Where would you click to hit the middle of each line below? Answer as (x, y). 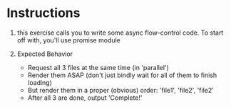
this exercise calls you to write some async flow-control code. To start (120, 33)
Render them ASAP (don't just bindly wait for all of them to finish (122, 75)
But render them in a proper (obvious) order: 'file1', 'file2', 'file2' (121, 90)
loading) (40, 82)
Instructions (43, 13)
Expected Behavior (45, 54)
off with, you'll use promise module (68, 40)
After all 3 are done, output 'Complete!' (85, 98)
